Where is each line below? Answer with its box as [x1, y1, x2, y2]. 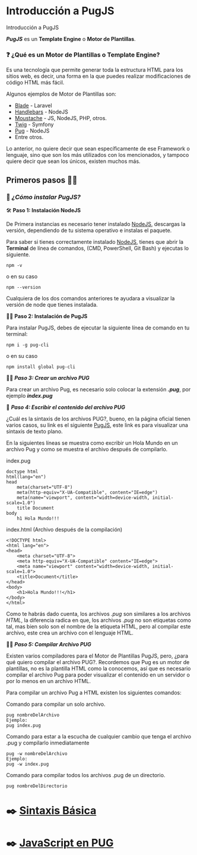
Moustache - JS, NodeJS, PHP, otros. [14, 115, 107, 122]
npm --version [6, 284, 42, 290]
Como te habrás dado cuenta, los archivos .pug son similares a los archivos [6, 610, 191, 617]
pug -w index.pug [6, 761, 49, 767]
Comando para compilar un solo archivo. [6, 700, 106, 708]
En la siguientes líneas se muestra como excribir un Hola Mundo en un [6, 439, 178, 447]
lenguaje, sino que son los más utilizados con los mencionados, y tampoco [6, 152, 189, 159]
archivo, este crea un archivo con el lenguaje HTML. [6, 629, 134, 636]
